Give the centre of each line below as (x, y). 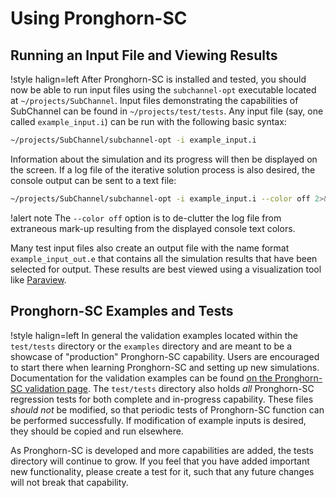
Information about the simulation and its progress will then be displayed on (164, 159)
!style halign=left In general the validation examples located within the (154, 335)
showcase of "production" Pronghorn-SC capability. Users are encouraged (165, 356)
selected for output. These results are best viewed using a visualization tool (166, 269)
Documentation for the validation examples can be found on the (141, 378)
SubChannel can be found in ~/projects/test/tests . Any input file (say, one (167, 111)
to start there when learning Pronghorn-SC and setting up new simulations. (165, 367)
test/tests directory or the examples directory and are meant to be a (151, 346)
